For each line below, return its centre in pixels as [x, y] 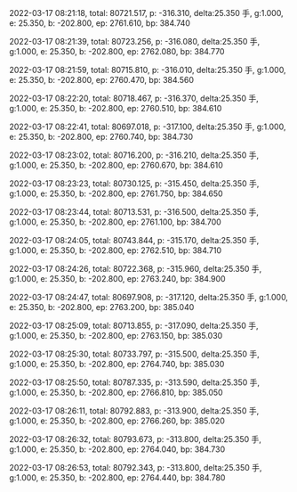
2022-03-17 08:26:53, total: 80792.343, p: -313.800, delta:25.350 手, [136, 467]
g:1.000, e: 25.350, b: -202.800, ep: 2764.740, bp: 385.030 [117, 364]
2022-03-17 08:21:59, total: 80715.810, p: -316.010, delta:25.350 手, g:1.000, [148, 70]
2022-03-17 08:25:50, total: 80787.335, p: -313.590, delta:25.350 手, [135, 382]
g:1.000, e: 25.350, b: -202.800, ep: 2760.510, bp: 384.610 [116, 108]
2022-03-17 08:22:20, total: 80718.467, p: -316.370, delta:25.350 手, [134, 98]
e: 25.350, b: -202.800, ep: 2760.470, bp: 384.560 [101, 80]
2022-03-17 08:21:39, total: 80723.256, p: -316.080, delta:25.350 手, [135, 41]
